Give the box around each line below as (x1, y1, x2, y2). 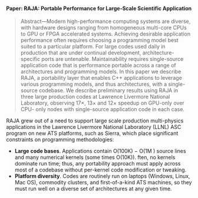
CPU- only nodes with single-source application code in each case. (20, 106, 184, 113)
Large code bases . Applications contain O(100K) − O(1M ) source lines (14, 148, 187, 155)
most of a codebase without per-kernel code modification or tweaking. (14, 166, 187, 174)
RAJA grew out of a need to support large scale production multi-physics (6, 117, 184, 124)
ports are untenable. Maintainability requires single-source (41, 56, 184, 63)
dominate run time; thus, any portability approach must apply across (14, 160, 181, 167)
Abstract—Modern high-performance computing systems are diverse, (20, 18, 191, 25)
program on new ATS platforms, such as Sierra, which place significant (6, 130, 179, 137)
